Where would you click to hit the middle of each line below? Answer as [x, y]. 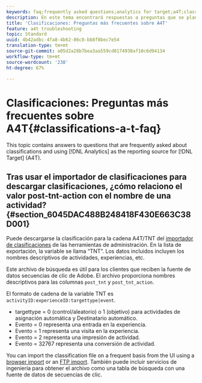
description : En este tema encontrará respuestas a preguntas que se [95, 17]
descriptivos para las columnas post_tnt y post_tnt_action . [80, 282]
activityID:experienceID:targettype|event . [61, 300]
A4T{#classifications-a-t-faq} [84, 129]
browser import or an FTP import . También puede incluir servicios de [92, 362]
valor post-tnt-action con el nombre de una [89, 195]
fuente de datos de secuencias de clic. [54, 375]
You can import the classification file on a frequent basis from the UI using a [100, 355]
